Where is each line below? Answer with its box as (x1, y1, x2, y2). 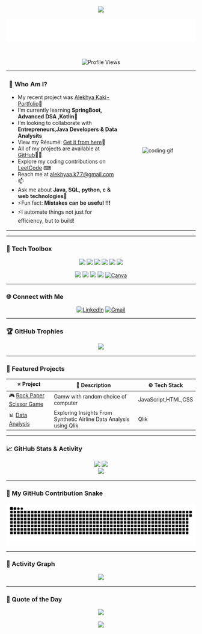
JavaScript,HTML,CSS (138, 396, 194, 403)
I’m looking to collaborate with (17, 119, 92, 126)
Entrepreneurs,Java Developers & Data (17, 126, 117, 133)
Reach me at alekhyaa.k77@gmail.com (17, 170, 114, 178)
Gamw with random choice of (54, 392, 127, 400)
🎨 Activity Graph (6, 560, 55, 568)
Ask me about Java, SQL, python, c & (17, 186, 111, 193)
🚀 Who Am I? (8, 80, 47, 88)
